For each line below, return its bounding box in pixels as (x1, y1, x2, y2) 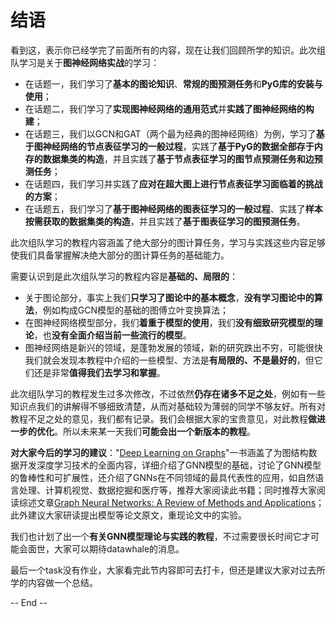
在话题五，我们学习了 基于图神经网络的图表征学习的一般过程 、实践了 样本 (24, 202, 323, 215)
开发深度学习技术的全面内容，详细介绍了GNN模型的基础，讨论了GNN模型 (18, 459, 322, 471)
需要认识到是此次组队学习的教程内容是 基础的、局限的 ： (10, 270, 238, 282)
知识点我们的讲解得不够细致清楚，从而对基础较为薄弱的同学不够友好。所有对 (10, 400, 326, 412)
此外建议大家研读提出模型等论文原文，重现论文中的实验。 (10, 509, 247, 521)
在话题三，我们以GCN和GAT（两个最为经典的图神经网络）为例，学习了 (24, 127, 317, 140)
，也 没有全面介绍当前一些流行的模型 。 (33, 329, 192, 341)
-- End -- (10, 596, 48, 608)
